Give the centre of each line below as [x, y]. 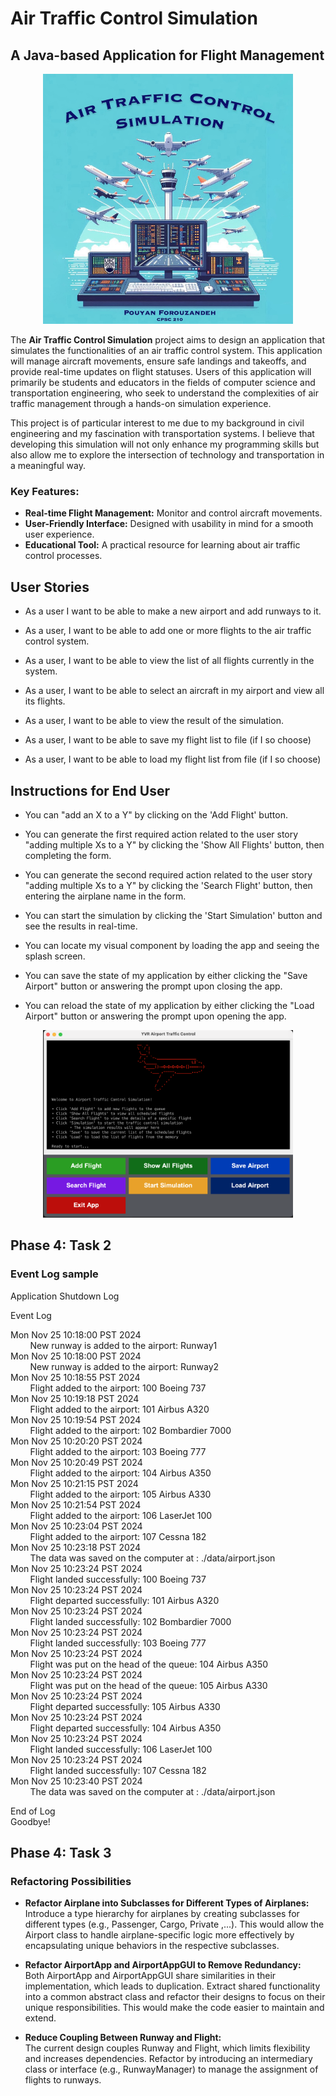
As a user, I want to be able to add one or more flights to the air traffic [168, 631]
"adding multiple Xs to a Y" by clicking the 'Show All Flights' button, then [174, 844]
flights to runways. [63, 2080]
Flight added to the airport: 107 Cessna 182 [118, 1536]
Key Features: [45, 491]
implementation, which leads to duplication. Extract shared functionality [172, 1986]
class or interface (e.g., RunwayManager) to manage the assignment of [171, 2069]
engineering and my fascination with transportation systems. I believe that [162, 433]
